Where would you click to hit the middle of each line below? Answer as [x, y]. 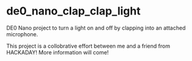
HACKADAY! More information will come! [58, 52]
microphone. [22, 34]
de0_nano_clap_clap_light [73, 11]
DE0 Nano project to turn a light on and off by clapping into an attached [96, 28]
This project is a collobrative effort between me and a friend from [88, 46]
